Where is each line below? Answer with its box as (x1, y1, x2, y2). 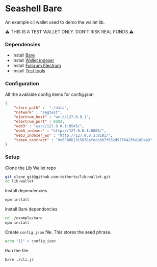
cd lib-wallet (5, 179, 34, 184)
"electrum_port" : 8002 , (14, 119, 65, 124)
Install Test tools (12, 68, 46, 74)
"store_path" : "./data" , (14, 105, 69, 111)
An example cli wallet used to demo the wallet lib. (5, 19, 105, 25)
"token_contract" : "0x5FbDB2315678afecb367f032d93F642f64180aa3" (14, 137, 153, 143)
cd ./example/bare (5, 216, 43, 221)
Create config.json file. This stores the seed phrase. (5, 229, 112, 235)
